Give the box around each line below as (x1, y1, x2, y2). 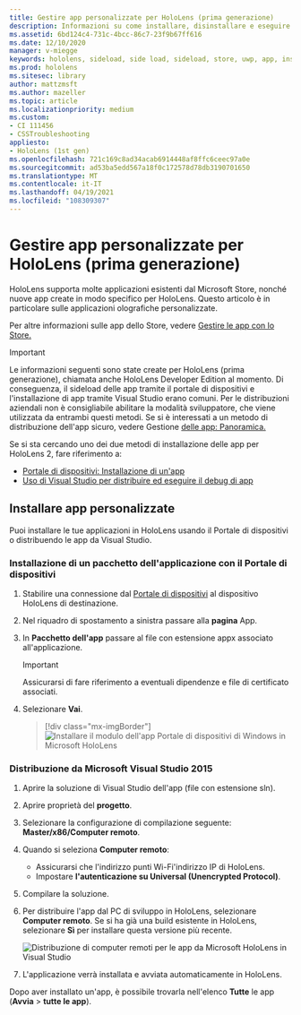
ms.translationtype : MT (9, 171, 99, 180)
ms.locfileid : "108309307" (9, 196, 110, 206)
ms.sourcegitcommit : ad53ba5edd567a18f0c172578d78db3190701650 (9, 163, 251, 172)
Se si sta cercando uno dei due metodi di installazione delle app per (9, 438, 260, 449)
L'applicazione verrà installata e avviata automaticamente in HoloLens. (21, 969, 282, 980)
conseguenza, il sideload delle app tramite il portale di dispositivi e (9, 383, 255, 394)
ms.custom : (9, 113, 50, 122)
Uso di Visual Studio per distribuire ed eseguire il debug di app (21, 475, 254, 486)
